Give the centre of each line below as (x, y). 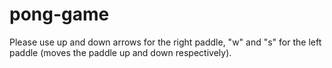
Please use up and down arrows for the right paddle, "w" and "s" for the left (165, 42)
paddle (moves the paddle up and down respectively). (120, 52)
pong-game (59, 14)
